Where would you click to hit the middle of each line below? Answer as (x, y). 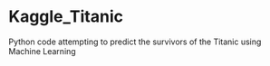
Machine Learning (42, 51)
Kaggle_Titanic (66, 17)
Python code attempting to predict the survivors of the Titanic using (135, 42)
